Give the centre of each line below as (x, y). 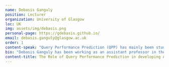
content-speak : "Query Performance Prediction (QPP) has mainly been (80, 47)
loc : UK (13, 24)
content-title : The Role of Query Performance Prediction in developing (83, 57)
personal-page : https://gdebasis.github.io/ (53, 33)
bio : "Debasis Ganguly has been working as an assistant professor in (81, 52)
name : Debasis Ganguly (29, 10)
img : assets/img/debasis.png (36, 29)
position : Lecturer (26, 15)
